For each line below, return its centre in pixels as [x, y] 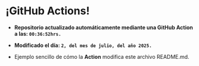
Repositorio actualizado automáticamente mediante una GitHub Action [103, 27]
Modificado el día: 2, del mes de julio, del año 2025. [83, 45]
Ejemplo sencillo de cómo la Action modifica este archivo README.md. [102, 56]
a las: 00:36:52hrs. [38, 33]
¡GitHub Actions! [48, 11]
